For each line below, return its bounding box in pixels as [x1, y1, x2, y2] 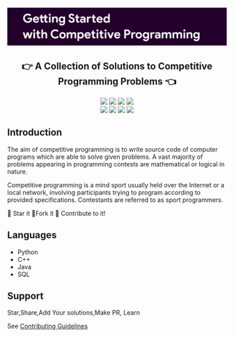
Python [17, 248, 38, 256]
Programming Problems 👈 [58, 75, 176, 87]
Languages [7, 229, 57, 241]
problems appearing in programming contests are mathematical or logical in [7, 159, 225, 168]
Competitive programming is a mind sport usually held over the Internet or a [7, 180, 225, 189]
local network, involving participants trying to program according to [7, 188, 201, 196]
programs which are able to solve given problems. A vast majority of [7, 152, 203, 161]
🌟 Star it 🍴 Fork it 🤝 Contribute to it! [7, 209, 106, 217]
